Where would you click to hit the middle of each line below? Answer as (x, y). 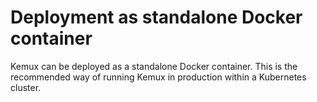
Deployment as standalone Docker (156, 17)
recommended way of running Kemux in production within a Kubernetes (158, 77)
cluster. (26, 87)
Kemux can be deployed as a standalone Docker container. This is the (154, 66)
